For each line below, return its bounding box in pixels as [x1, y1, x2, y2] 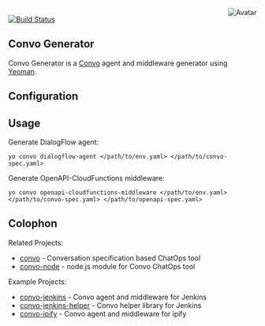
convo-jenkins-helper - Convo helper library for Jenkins [19, 300, 202, 310]
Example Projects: [8, 276, 67, 287]
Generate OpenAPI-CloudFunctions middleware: [8, 174, 166, 183]
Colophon [8, 217, 58, 230]
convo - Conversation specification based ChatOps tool [19, 253, 201, 263]
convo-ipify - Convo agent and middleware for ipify [19, 309, 187, 318]
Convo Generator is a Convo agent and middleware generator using [8, 58, 228, 68]
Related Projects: [8, 238, 64, 247]
